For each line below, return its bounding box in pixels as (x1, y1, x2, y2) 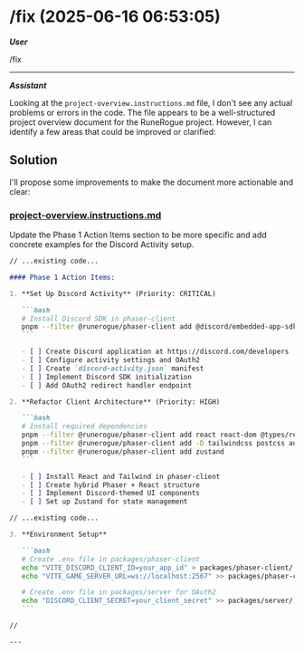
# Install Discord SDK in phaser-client (21, 314, 176, 323)
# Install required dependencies (21, 422, 147, 431)
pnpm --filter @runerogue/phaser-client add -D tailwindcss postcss (21, 439, 285, 448)
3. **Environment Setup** (9, 530, 107, 540)
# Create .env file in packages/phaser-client (21, 554, 201, 563)
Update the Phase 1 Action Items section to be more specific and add (9, 229, 267, 241)
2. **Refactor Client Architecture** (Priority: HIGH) (9, 397, 221, 407)
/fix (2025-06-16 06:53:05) (9, 6, 222, 27)
